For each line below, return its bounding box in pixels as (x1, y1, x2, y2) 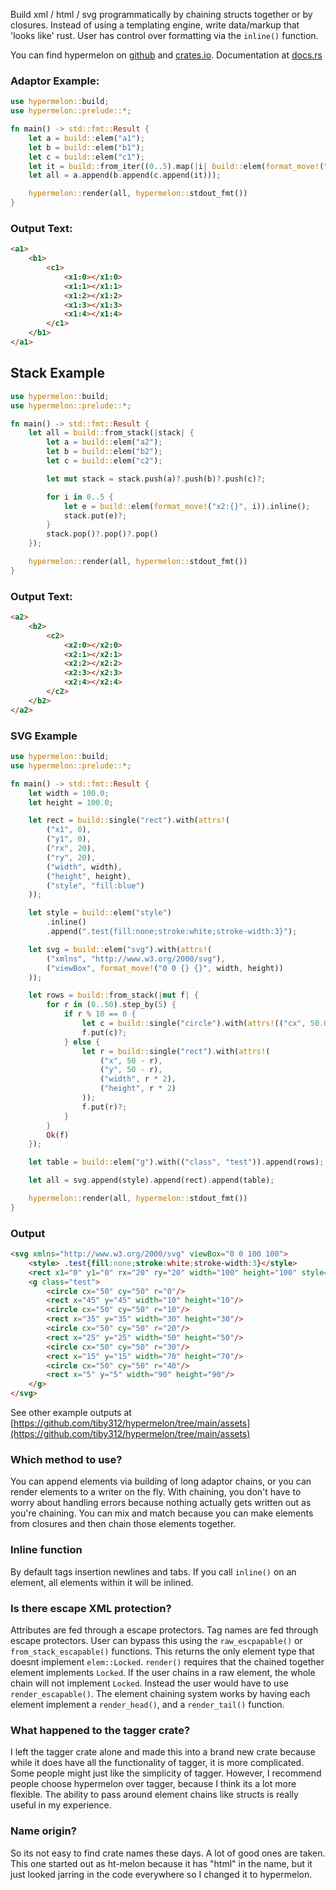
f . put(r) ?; (81, 1102, 128, 1112)
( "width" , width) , (46, 862, 123, 872)
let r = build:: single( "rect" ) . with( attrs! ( (81, 1046, 271, 1056)
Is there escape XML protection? (10, 1601, 172, 1615)
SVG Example (10, 729, 78, 743)
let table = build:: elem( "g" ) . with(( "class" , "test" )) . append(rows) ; (28, 1157, 325, 1168)
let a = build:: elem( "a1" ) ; (28, 133, 145, 143)
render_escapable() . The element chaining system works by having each (10, 1687, 311, 1699)
